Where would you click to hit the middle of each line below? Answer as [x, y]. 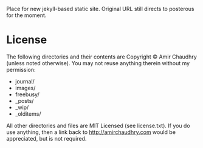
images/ [25, 88]
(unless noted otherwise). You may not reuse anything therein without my [98, 63]
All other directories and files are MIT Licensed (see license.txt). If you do [98, 125]
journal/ [25, 81]
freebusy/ [27, 94]
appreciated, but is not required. [46, 138]
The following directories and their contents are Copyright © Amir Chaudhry [102, 57]
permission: [21, 69]
